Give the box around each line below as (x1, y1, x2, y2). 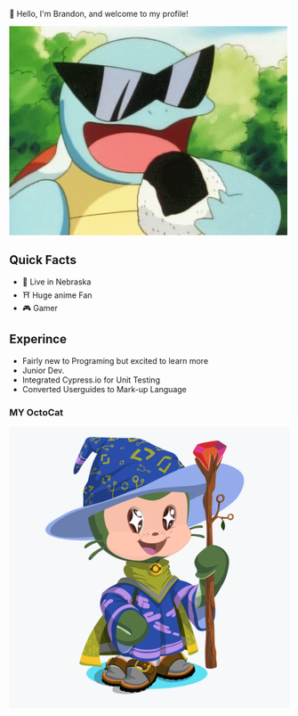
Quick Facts (9, 252, 77, 267)
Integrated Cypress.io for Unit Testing (21, 374, 160, 385)
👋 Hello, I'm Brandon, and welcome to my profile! (9, 9, 189, 19)
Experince (9, 332, 67, 347)
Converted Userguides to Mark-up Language (21, 383, 187, 394)
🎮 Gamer (21, 302, 59, 313)
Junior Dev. (21, 365, 65, 375)
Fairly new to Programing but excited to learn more (21, 355, 209, 366)
